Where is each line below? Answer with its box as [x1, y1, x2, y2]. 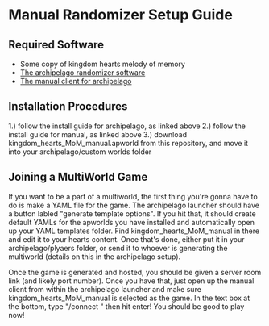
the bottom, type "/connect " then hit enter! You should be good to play [8, 301, 245, 311]
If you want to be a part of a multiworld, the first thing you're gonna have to [8, 191, 258, 201]
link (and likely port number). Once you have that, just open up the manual [8, 276, 255, 286]
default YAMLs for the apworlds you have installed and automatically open [8, 217, 255, 227]
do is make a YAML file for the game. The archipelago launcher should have [8, 200, 260, 210]
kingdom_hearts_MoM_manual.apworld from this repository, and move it [8, 138, 248, 148]
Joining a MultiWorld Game [8, 170, 148, 184]
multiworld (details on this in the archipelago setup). [8, 252, 181, 261]
